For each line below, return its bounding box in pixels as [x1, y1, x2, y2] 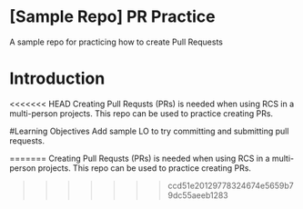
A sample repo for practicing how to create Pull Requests [9, 36, 223, 47]
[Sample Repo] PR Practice [9, 6, 216, 27]
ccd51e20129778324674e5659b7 [167, 180, 294, 191]
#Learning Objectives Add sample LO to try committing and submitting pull [9, 125, 289, 136]
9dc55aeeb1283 [167, 189, 229, 201]
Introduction [9, 68, 106, 89]
